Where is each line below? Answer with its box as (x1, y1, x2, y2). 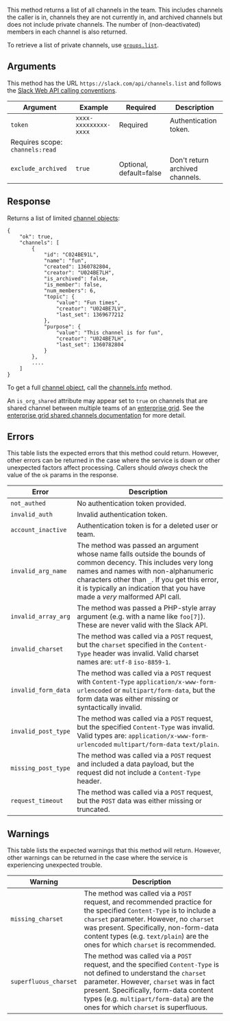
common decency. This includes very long (77, 558, 214, 568)
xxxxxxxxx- (75, 121, 111, 129)
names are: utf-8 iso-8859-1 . (77, 658, 171, 667)
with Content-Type (77, 677, 135, 686)
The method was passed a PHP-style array (77, 603, 216, 613)
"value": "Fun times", (55, 299, 121, 306)
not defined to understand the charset (84, 968, 207, 978)
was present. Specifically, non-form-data (84, 923, 219, 933)
